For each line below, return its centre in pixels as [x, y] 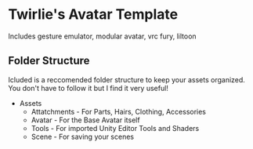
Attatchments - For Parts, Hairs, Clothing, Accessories [118, 111]
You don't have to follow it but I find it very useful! [88, 88]
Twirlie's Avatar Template [93, 15]
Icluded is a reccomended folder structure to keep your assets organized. [127, 79]
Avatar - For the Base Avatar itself [85, 120]
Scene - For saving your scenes [83, 136]
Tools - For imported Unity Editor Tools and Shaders [115, 128]
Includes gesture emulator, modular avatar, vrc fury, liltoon [103, 36]
